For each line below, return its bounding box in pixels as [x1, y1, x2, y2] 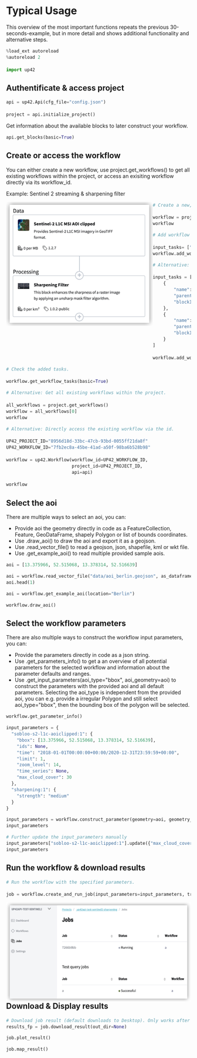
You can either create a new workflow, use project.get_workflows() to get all [6, 166, 190, 173]
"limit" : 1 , [16, 756, 46, 762]
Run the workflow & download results [6, 863, 145, 873]
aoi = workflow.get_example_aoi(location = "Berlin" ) [6, 591, 135, 597]
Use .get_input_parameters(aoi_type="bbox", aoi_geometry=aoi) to [14, 676, 176, 683]
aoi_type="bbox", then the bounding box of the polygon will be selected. [14, 702, 190, 709]
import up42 [6, 66, 35, 73]
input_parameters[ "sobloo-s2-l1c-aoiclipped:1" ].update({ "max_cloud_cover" [6, 841, 195, 847]
